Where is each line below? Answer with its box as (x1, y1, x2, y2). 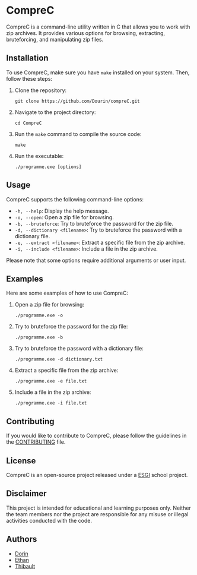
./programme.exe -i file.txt (14, 400, 87, 406)
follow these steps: (6, 75, 52, 82)
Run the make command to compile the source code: (14, 130, 142, 137)
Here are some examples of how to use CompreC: (6, 289, 129, 297)
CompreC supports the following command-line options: (6, 195, 144, 203)
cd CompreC (14, 120, 42, 126)
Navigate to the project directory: (14, 108, 96, 116)
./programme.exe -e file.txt (14, 378, 87, 384)
